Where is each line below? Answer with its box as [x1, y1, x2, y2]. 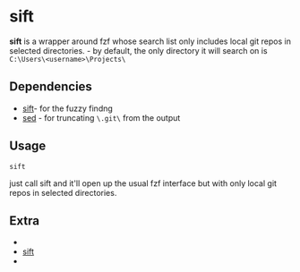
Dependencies [9, 79, 92, 95]
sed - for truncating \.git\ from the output [21, 112, 181, 123]
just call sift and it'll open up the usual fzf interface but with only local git [9, 177, 278, 189]
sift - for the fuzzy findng [21, 103, 114, 114]
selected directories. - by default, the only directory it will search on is [9, 45, 268, 55]
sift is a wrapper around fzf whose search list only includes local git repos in [9, 36, 291, 47]
